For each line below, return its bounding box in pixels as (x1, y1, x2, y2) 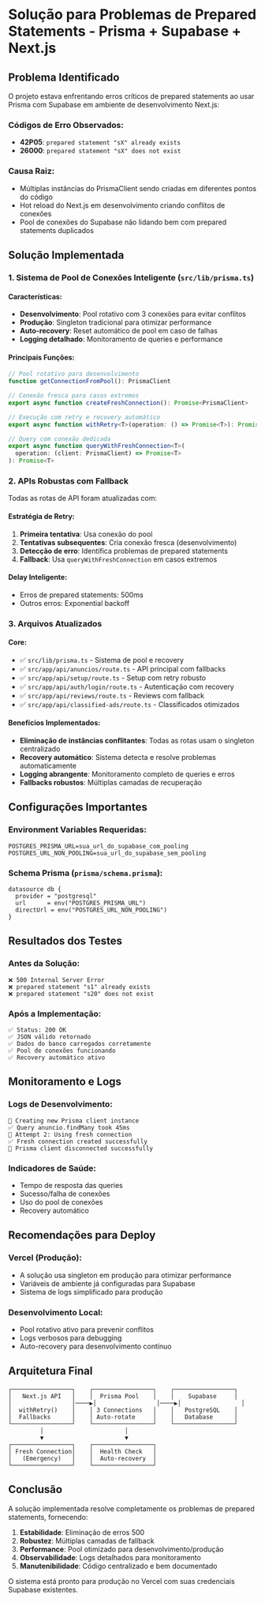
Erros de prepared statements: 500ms (19, 590, 144, 600)
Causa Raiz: (8, 166, 55, 177)
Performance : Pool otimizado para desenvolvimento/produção (19, 1544, 224, 1554)
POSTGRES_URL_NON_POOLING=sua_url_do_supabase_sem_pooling (8, 849, 207, 857)
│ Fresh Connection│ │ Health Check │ (8, 1447, 157, 1455)
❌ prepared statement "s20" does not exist (8, 990, 155, 998)
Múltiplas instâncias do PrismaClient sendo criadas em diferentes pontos (19, 183, 257, 193)
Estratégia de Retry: (8, 511, 75, 521)
